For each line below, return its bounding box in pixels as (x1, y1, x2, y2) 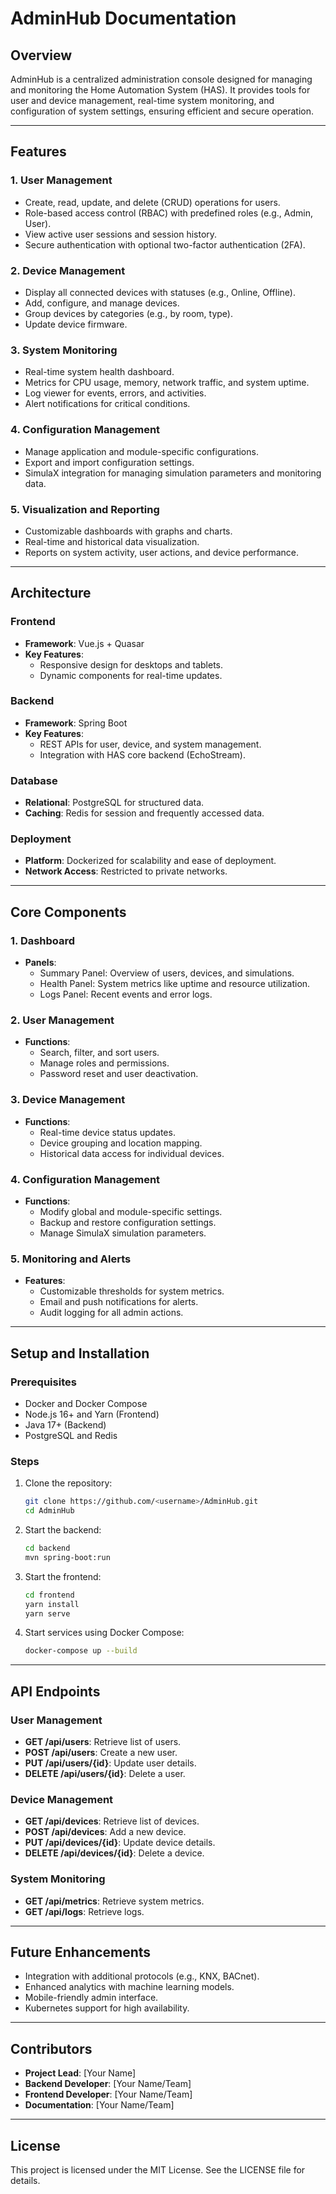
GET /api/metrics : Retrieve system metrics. (24, 1895, 205, 1907)
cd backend (24, 1543, 71, 1554)
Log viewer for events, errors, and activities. (24, 387, 207, 399)
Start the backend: (24, 1524, 102, 1536)
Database (10, 773, 58, 787)
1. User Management (10, 173, 113, 187)
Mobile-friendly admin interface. (24, 1992, 159, 2004)
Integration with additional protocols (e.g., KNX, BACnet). (24, 1970, 260, 1982)
